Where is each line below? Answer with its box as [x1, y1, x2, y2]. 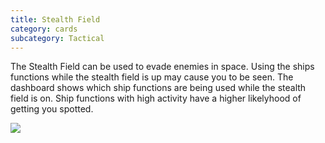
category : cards [10, 24, 78, 34]
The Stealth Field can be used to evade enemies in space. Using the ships [10, 61, 315, 73]
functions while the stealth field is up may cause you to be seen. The [10, 71, 294, 83]
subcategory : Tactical [10, 33, 105, 43]
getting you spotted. [10, 103, 94, 115]
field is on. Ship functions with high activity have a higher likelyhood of [10, 92, 302, 105]
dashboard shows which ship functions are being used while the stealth [10, 82, 307, 94]
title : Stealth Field [10, 14, 101, 25]
